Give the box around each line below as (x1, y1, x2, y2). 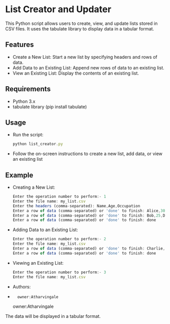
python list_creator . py (12, 141, 63, 147)
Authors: (12, 283, 31, 290)
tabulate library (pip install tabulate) (12, 103, 87, 110)
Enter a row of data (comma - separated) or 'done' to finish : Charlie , (12, 246, 165, 251)
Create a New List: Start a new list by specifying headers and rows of (12, 54, 158, 60)
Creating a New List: (12, 184, 55, 191)
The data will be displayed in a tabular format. (5, 313, 101, 319)
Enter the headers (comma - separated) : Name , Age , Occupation (12, 203, 141, 208)
